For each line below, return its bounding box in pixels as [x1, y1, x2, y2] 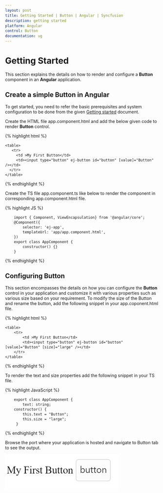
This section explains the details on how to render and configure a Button [5, 71, 153, 77]
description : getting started [5, 18, 67, 23]
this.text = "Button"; [22, 411, 69, 417]
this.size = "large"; [22, 416, 67, 422]
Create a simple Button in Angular [5, 91, 110, 99]
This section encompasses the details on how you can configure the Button [5, 285, 158, 290]
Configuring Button [5, 272, 65, 280]
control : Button [5, 28, 38, 34]
